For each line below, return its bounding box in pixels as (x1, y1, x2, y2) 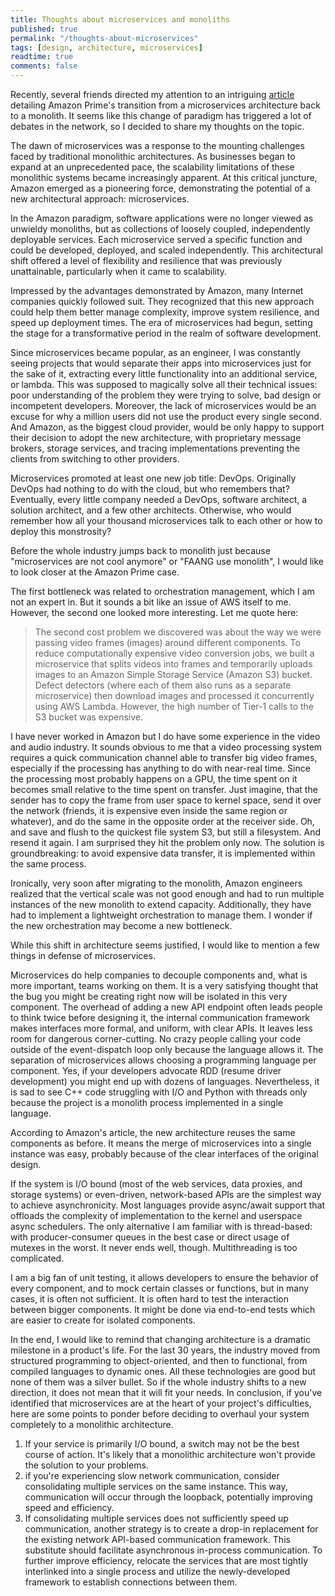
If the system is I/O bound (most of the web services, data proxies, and (10, 1178, 303, 1190)
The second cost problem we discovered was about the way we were (34, 626, 322, 638)
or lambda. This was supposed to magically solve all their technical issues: (10, 379, 318, 390)
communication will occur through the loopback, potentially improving (24, 1491, 313, 1503)
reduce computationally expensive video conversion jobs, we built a (34, 647, 315, 659)
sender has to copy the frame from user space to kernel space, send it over (10, 794, 322, 806)
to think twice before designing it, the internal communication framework (10, 1012, 311, 1023)
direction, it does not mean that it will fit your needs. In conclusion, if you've (10, 1387, 323, 1398)
